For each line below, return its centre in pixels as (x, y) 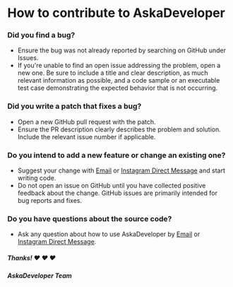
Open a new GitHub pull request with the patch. (87, 122)
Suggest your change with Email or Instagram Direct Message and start (121, 170)
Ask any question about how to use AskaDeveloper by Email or (109, 234)
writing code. (37, 178)
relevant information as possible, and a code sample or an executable (119, 81)
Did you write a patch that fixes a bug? (74, 106)
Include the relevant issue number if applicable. (86, 136)
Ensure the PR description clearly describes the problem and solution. (119, 129)
